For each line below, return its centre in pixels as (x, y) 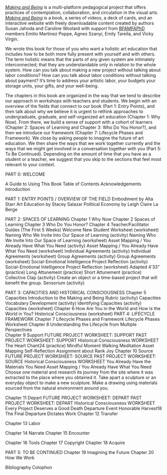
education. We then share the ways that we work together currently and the (83, 143)
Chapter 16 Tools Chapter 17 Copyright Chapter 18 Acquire (65, 443)
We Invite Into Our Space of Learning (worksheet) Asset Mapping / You (78, 240)
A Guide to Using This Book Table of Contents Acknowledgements (73, 184)
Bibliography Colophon (29, 467)
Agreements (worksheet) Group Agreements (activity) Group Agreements (81, 256)
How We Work (20, 458)
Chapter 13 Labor (23, 423)
